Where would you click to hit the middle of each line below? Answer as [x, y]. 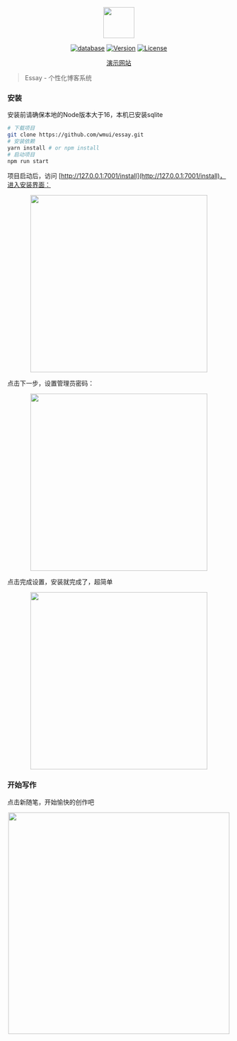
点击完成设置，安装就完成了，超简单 [60, 581]
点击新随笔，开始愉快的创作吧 [51, 802]
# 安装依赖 [21, 142]
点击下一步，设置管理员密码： [51, 383]
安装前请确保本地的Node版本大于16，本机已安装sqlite [85, 115]
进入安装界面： [29, 184]
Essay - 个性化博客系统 [58, 78]
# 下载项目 [21, 128]
